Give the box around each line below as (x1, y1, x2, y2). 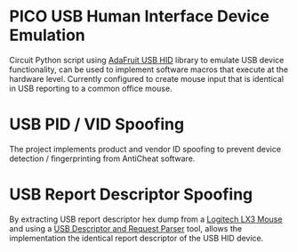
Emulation (9, 25, 86, 45)
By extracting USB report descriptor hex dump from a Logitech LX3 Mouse (9, 214, 283, 224)
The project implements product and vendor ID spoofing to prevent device (9, 143, 282, 154)
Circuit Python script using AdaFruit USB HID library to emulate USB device (9, 54, 285, 65)
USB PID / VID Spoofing (9, 114, 185, 134)
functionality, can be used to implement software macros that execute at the (9, 64, 289, 75)
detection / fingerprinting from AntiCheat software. (9, 153, 196, 164)
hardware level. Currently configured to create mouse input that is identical (9, 73, 285, 84)
